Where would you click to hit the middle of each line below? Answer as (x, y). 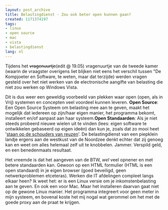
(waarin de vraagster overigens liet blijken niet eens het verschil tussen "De (83, 71)
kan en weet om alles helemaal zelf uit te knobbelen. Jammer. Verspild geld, (83, 144)
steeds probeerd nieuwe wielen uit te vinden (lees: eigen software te (76, 123)
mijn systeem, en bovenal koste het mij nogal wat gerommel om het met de (82, 197)
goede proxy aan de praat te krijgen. (43, 202)
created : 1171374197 (27, 19)
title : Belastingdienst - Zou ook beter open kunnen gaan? (68, 14)
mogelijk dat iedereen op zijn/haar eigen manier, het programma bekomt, (80, 112)
